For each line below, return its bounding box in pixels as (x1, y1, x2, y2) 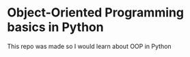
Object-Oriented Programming (7, 5, 185, 21)
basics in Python (7, 19, 104, 35)
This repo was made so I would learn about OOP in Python (7, 42, 172, 50)
